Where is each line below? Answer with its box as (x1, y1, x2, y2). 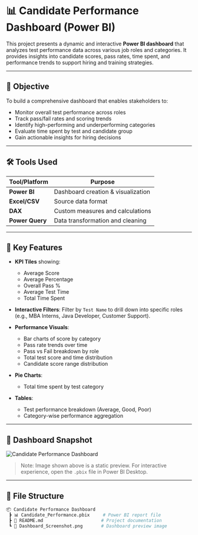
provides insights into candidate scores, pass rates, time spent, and (6, 52, 170, 60)
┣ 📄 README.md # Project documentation (8, 517, 162, 523)
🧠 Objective (6, 81, 49, 91)
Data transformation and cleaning (54, 216, 147, 224)
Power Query (9, 216, 47, 224)
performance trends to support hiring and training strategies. (6, 59, 154, 66)
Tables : (14, 395, 34, 402)
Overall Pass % (23, 282, 61, 289)
